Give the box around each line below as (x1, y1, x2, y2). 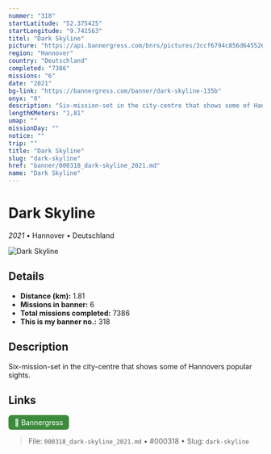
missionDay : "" (8, 124, 60, 132)
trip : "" (8, 139, 38, 148)
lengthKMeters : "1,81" (8, 110, 85, 118)
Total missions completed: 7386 (19, 308, 131, 318)
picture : (8, 42, 38, 50)
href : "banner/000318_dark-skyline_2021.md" (8, 162, 161, 170)
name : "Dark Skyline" (8, 169, 81, 177)
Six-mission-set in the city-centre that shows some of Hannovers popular (8, 361, 252, 371)
